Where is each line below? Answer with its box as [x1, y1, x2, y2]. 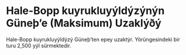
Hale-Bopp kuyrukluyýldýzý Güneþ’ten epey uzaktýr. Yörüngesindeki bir [6, 36, 180, 43]
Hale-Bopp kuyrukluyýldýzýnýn [6, 4, 165, 18]
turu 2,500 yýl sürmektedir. [6, 42, 72, 49]
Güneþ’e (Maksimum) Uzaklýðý [6, 16, 162, 30]
